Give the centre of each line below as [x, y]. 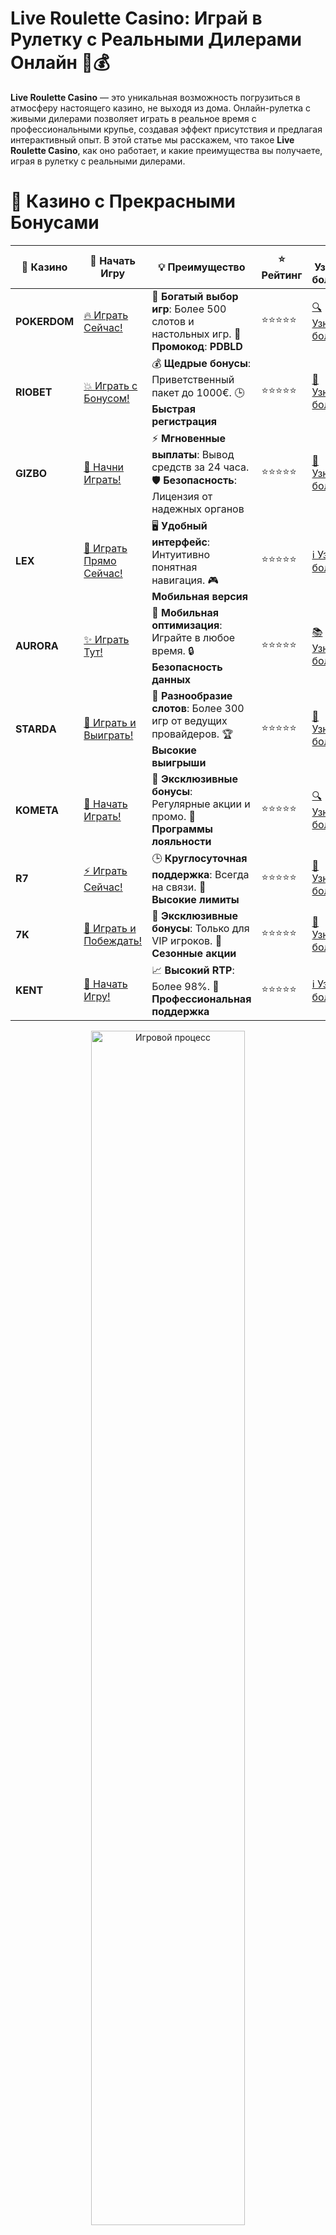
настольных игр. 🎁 [196, 334]
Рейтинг [282, 275]
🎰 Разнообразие [192, 695]
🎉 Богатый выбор [195, 296]
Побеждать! [113, 940]
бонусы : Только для [200, 928]
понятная [174, 567]
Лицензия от [182, 496]
